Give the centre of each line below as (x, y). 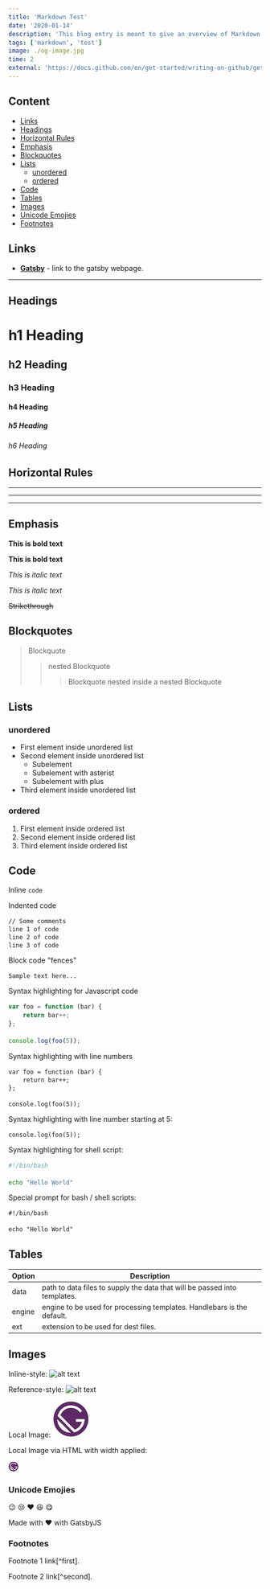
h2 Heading (38, 365)
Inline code (25, 890)
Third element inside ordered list (74, 845)
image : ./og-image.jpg (46, 51)
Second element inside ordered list (78, 837)
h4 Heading (28, 407)
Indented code (33, 905)
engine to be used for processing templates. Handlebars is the (144, 1308)
